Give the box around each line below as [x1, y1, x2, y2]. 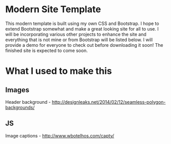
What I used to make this [5, 65, 112, 77]
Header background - [5, 99, 51, 105]
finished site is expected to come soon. [5, 47, 88, 53]
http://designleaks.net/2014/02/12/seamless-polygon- [52, 99, 166, 105]
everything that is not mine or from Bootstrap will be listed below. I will [5, 37, 153, 43]
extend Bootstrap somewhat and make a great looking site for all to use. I [5, 25, 159, 32]
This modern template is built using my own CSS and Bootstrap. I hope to [5, 20, 159, 26]
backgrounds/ [5, 104, 35, 110]
